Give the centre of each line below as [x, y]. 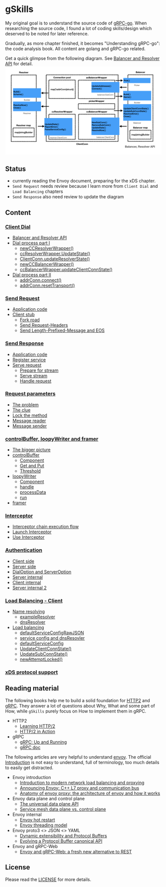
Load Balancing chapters [38, 191]
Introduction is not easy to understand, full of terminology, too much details [82, 762]
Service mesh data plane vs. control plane [63, 809]
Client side [23, 561]
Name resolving [29, 612]
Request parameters [30, 394]
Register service [29, 360]
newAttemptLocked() [41, 659]
